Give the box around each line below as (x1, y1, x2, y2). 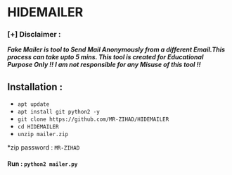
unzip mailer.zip (17, 131, 69, 138)
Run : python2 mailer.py (7, 159, 78, 168)
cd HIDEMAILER (17, 123, 59, 131)
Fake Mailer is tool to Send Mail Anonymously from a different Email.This (7, 45, 226, 54)
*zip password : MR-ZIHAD (7, 143, 80, 152)
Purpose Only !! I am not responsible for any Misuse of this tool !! (7, 61, 201, 69)
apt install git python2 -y (17, 109, 100, 116)
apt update (17, 101, 50, 108)
